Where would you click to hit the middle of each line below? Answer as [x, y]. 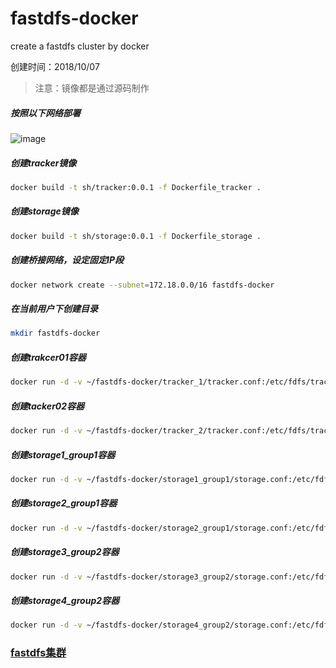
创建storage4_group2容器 [65, 601]
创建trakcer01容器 [48, 357]
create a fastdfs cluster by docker [80, 46]
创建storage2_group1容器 [64, 503]
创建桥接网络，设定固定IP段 [67, 260]
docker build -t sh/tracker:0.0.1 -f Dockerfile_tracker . [136, 187]
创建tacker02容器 [47, 406]
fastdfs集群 [38, 653]
